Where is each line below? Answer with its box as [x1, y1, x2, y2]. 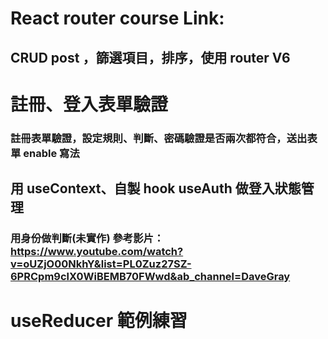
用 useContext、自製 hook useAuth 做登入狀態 [10, 180, 302, 197]
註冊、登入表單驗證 [10, 93, 169, 116]
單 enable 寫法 [10, 146, 80, 160]
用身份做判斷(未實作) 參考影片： [10, 232, 165, 245]
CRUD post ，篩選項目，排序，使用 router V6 [10, 49, 291, 66]
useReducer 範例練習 [10, 310, 188, 332]
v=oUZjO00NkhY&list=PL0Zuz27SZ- [10, 257, 192, 271]
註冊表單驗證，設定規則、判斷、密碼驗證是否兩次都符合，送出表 [10, 131, 318, 145]
